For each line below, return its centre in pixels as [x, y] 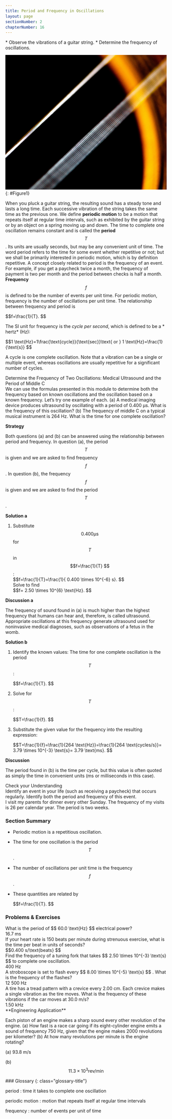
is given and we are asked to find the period [52, 490]
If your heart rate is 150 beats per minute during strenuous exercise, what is [85, 939]
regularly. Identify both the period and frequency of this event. [71, 796]
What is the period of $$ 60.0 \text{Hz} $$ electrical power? [69, 928]
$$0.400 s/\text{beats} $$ [33, 950]
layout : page [19, 16]
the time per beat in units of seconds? [45, 945]
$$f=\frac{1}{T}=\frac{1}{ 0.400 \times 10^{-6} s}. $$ [68, 579]
